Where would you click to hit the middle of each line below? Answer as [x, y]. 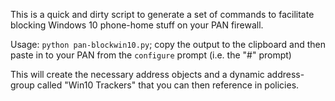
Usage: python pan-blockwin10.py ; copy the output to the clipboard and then [168, 44]
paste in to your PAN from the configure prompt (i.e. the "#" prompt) [151, 55]
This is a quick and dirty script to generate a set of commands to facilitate [162, 14]
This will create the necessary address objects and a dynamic [137, 74]
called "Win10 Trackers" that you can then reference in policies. [168, 85]
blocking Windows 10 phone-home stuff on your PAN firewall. [137, 25]
